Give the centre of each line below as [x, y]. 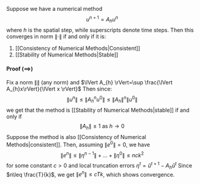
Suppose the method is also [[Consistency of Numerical [76, 137]
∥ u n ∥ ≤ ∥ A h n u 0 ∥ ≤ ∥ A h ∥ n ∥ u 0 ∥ [102, 99]
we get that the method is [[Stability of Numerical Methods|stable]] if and [98, 110]
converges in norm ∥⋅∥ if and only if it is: [56, 36]
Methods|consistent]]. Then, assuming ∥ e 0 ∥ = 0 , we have [78, 144]
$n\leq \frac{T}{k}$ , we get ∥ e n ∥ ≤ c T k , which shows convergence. [91, 174]
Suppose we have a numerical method [54, 9]
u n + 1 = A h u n [102, 19]
